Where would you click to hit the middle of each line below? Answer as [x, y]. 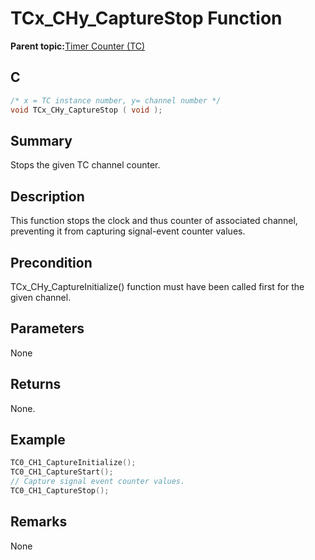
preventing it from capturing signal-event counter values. [128, 231]
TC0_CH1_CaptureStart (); [62, 472]
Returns [36, 384]
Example [38, 439]
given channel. [41, 297]
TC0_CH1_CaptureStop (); [60, 491]
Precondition [51, 262]
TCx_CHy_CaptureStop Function [146, 18]
